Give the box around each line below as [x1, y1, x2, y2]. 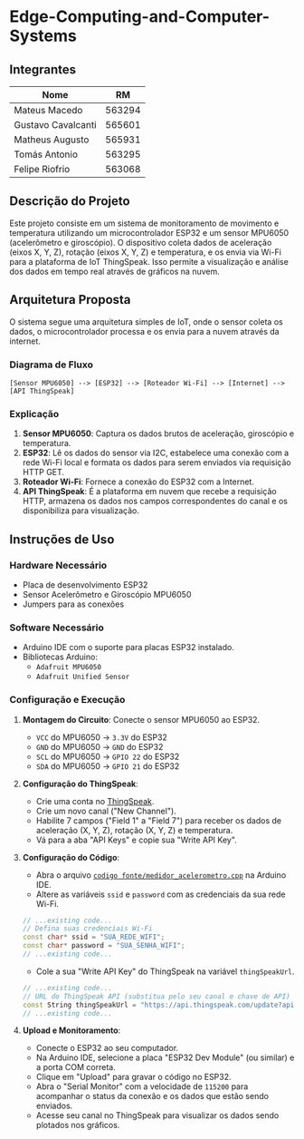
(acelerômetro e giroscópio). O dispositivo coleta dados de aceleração [9, 237, 272, 248]
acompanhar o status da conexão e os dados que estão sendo [35, 1091, 270, 1102]
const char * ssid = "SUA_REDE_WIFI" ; [22, 932, 166, 942]
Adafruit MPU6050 [35, 663, 102, 672]
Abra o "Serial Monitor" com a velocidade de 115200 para [35, 1081, 249, 1092]
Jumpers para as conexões [22, 599, 125, 609]
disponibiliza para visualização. [22, 505, 140, 516]
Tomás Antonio [14, 148, 79, 161]
